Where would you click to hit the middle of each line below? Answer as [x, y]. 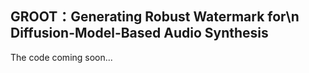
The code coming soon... [61, 57]
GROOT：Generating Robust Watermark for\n [155, 17]
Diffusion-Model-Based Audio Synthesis [139, 33]
